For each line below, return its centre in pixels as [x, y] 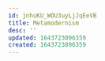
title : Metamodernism [44, 23]
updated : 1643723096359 [47, 38]
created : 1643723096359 [47, 45]
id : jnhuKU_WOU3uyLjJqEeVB [52, 15]
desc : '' [22, 30]
